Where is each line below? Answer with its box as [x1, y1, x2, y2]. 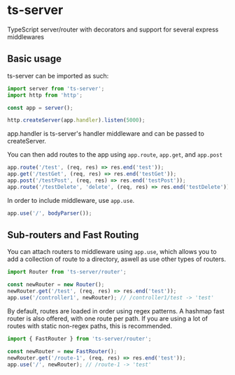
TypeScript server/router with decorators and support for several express [7, 25, 219, 34]
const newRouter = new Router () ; [7, 281, 105, 288]
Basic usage [7, 53, 62, 65]
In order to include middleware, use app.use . [7, 196, 135, 204]
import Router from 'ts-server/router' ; [7, 269, 127, 276]
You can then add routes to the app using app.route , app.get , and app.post [7, 150, 223, 159]
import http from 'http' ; [7, 92, 83, 99]
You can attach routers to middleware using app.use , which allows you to [7, 248, 217, 256]
